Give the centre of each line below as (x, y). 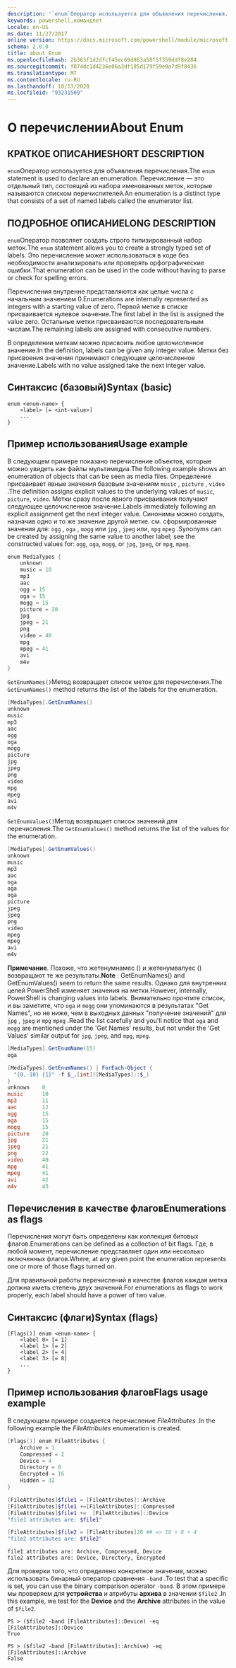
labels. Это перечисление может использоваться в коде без (98, 255)
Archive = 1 (37, 1447)
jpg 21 (28, 1140)
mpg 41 (28, 1166)
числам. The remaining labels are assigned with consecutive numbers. (109, 329)
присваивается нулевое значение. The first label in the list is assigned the (116, 314)
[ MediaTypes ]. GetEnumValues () (52, 850)
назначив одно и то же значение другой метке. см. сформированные (112, 521)
